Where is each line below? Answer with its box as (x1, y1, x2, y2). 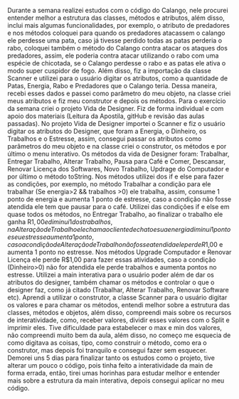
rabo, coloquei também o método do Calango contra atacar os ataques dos (7, 44, 228, 52)
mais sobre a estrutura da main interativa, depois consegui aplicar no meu (7, 376, 225, 385)
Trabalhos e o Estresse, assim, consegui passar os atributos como (7, 134, 202, 143)
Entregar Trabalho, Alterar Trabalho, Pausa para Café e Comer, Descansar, (7, 157, 226, 166)
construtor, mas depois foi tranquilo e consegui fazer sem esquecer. (7, 346, 208, 354)
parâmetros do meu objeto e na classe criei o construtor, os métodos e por (7, 142, 227, 150)
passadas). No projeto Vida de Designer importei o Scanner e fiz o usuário (7, 119, 225, 127)
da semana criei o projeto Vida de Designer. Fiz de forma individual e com (7, 105, 224, 112)
